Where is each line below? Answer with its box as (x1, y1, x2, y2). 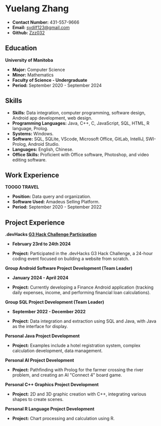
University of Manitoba (5, 57, 53, 63)
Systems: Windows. (12, 131, 54, 136)
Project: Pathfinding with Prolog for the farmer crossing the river (12, 367, 144, 373)
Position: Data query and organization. (12, 194, 91, 199)
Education (5, 44, 37, 52)
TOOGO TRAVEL (5, 184, 39, 190)
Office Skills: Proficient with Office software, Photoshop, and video (12, 151, 149, 158)
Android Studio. (28, 141, 60, 147)
